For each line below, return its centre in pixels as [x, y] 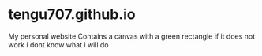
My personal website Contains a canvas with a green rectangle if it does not [132, 36]
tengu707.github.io [72, 15]
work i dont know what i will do [58, 44]
